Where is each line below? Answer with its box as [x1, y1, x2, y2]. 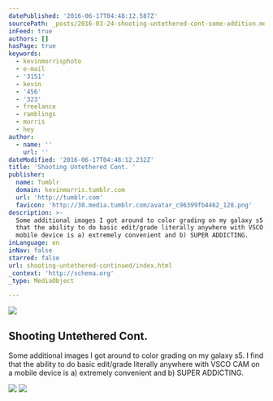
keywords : [8, 50, 42, 58]
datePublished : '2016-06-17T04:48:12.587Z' [8, 11, 158, 20]
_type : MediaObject [8, 277, 75, 285]
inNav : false [8, 246, 53, 255]
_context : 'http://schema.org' [8, 269, 115, 277]
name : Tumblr [15, 178, 60, 187]
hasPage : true [8, 42, 57, 50]
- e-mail [15, 65, 45, 73]
